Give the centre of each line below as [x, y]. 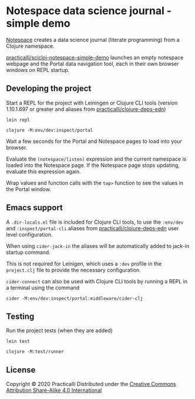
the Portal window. [28, 189]
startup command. [28, 252]
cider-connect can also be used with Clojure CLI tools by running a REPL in [97, 281]
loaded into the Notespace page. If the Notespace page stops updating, [93, 165]
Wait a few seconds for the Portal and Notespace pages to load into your [94, 141]
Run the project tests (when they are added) [59, 331]
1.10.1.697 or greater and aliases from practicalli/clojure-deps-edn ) [86, 109]
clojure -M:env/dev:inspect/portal [50, 130]
